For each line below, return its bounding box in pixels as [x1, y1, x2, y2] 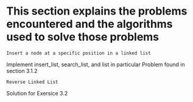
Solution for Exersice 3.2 [6, 89, 68, 97]
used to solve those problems [6, 30, 160, 44]
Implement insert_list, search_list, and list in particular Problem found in [6, 61, 185, 68]
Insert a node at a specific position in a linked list [6, 50, 151, 56]
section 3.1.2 [6, 67, 38, 74]
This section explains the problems [6, 4, 188, 18]
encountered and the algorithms [6, 17, 173, 31]
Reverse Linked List [6, 79, 59, 85]
